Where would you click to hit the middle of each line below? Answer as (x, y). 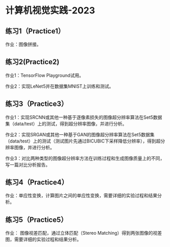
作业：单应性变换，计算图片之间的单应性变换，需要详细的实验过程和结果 (81, 196)
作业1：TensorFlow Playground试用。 (45, 75)
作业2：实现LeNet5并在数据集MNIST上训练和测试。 (59, 86)
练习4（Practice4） (37, 182)
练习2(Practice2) (32, 62)
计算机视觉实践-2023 (50, 11)
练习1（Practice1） (35, 31)
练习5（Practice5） (37, 220)
